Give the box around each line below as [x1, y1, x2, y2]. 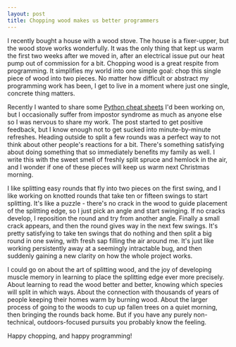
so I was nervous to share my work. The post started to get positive [7, 117, 203, 126]
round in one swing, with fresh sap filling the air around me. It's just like [7, 236, 214, 245]
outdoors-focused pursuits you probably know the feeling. [37, 317, 206, 326]
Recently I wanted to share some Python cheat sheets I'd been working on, [7, 102, 225, 111]
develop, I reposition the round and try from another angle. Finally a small [7, 213, 221, 223]
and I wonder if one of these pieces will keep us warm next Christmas [7, 163, 210, 171]
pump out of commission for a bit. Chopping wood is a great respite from [7, 59, 219, 67]
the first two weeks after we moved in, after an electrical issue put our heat [7, 51, 225, 60]
